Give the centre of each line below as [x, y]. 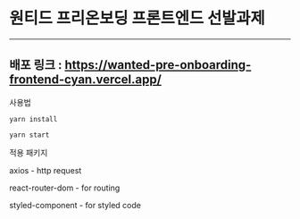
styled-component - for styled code [75, 205]
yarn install [33, 119]
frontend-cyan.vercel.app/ [86, 80]
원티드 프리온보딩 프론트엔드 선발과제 [137, 18]
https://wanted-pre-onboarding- [158, 65]
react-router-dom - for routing [65, 188]
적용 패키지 [29, 152]
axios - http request [46, 170]
